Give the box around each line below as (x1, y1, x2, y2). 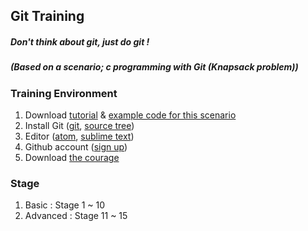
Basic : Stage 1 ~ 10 (24, 199, 106, 211)
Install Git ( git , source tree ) (24, 120, 135, 132)
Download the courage (24, 152, 120, 164)
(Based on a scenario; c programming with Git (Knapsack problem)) (10, 61, 299, 73)
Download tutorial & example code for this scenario (24, 109, 237, 121)
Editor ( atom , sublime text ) (24, 130, 135, 143)
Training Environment (10, 86, 118, 100)
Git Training (10, 8, 85, 25)
